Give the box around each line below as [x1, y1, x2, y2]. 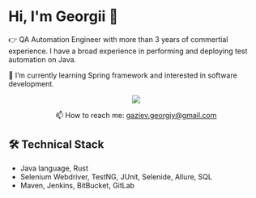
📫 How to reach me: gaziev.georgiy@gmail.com [55, 110, 217, 120]
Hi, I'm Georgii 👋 [8, 7, 119, 26]
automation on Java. [8, 54, 77, 64]
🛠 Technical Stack [8, 137, 105, 152]
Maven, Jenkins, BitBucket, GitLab [19, 180, 135, 190]
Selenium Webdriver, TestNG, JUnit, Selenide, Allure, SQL [19, 171, 213, 181]
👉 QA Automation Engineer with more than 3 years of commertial [8, 34, 228, 44]
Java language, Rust [19, 163, 89, 173]
